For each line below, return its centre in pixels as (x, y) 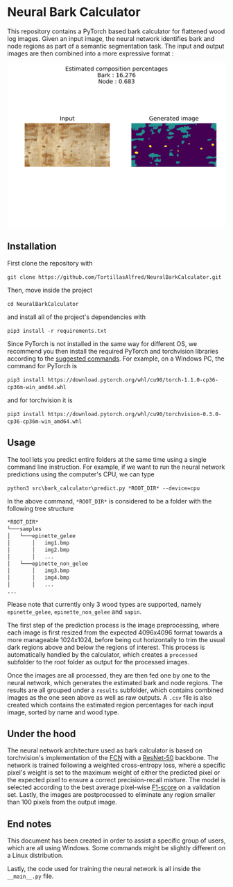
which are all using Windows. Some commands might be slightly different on (116, 848)
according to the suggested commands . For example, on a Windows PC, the (116, 359)
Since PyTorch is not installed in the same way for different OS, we (102, 343)
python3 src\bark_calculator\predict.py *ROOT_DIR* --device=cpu (103, 488)
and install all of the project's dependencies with (76, 317)
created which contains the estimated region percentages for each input (110, 705)
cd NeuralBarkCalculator (43, 304)
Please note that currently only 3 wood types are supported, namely (105, 604)
